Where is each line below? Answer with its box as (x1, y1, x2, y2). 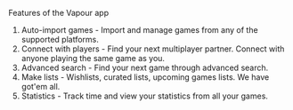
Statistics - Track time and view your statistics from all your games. (20, 90, 269, 101)
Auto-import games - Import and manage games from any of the (20, 25, 259, 35)
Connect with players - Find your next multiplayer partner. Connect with (20, 43, 285, 54)
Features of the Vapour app (8, 8, 109, 18)
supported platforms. (20, 35, 100, 44)
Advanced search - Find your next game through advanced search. (20, 62, 269, 73)
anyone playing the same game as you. (20, 53, 166, 63)
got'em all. (20, 82, 61, 91)
